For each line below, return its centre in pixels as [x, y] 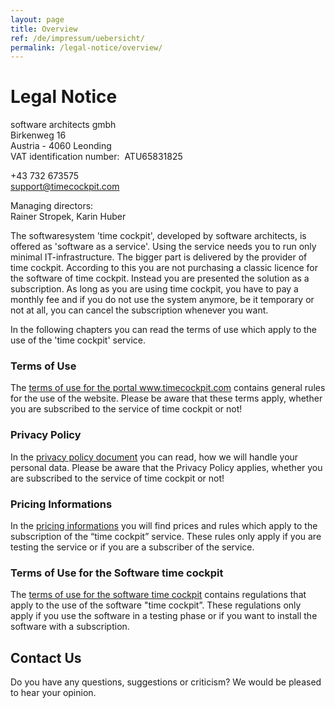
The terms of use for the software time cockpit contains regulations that [158, 595]
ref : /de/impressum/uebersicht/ [77, 38]
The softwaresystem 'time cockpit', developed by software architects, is [158, 236]
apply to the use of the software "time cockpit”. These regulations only [156, 605]
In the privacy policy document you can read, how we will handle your [154, 457]
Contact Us [46, 657]
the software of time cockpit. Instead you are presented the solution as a [160, 278]
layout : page [37, 19]
